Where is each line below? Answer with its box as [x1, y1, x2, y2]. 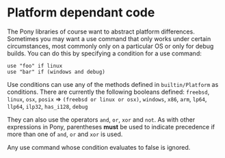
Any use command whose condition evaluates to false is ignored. [7, 143, 191, 151]
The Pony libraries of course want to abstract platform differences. [7, 27, 195, 36]
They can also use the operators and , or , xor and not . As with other [7, 115, 196, 124]
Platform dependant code [7, 5, 155, 21]
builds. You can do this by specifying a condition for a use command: [7, 49, 202, 57]
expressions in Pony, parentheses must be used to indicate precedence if [7, 122, 215, 131]
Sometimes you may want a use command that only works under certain [7, 34, 211, 42]
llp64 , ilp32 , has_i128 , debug [7, 102, 88, 110]
